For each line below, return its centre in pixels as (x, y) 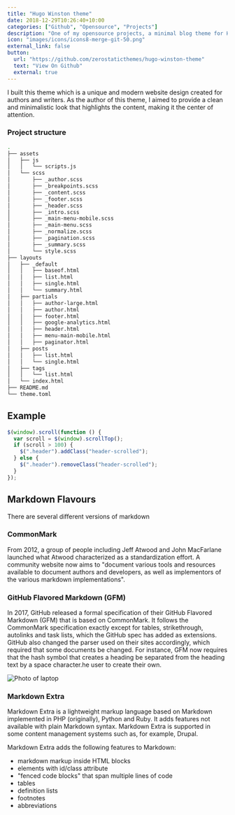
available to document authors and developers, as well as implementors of (114, 572)
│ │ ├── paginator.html (48, 342)
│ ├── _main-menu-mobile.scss (60, 219)
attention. (21, 114)
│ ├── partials (33, 297)
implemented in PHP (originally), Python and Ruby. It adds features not (109, 719)
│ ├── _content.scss (47, 192)
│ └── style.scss (42, 251)
